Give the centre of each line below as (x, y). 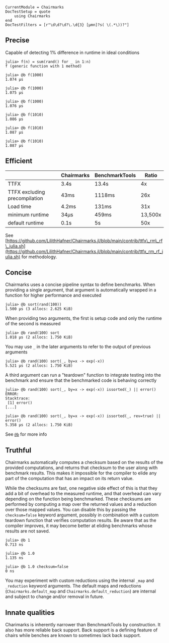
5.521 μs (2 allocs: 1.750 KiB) (39, 366)
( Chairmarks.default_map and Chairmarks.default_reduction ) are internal (80, 591)
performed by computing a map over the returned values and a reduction (81, 504)
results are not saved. (28, 531)
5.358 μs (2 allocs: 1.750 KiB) (39, 425)
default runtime (26, 223)
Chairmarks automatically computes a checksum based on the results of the (84, 462)
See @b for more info (26, 434)
